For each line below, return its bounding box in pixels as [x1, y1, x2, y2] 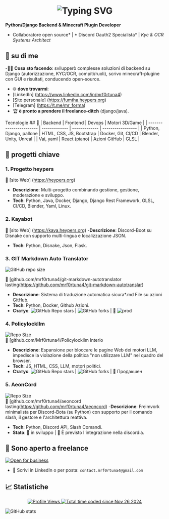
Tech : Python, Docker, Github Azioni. [12, 302, 90, 308]
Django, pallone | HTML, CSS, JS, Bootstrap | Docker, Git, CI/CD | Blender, [5, 130, 159, 136]
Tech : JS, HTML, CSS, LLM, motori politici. [12, 363, 102, 369]
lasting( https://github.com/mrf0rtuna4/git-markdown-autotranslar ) [5, 282, 144, 288]
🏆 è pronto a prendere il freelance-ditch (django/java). [12, 108, 129, 114]
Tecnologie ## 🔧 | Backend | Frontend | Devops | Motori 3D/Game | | [5, 119, 147, 126]
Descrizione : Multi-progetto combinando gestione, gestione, [12, 187, 140, 193]
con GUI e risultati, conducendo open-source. [5, 76, 101, 82]
